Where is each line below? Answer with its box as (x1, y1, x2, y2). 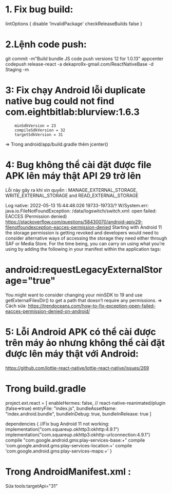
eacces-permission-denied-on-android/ (5, 308, 90, 314)
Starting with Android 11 (112, 224, 162, 230)
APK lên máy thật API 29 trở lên (5, 170, 141, 182)
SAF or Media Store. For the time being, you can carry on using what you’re (5, 240, 165, 247)
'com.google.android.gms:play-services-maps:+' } (5, 448, 112, 454)
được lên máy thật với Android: (5, 348, 139, 360)
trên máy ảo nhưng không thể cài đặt (5, 337, 165, 348)
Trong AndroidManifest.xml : (5, 466, 131, 478)
